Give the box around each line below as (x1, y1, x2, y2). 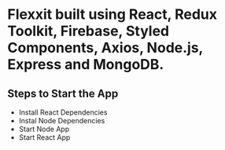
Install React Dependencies (18, 108, 108, 117)
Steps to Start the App (7, 86, 119, 100)
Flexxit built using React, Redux (7, 5, 218, 24)
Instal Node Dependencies (18, 116, 105, 125)
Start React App (18, 133, 71, 142)
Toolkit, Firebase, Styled (7, 22, 170, 40)
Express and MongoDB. (7, 56, 164, 74)
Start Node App (18, 124, 70, 134)
